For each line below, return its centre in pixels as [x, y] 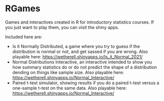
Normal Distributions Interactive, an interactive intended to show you [82, 62]
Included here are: [24, 37]
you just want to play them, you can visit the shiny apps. [62, 27]
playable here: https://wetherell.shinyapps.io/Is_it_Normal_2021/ [77, 56]
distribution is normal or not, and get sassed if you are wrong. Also [80, 51]
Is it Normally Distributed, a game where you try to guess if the [76, 46]
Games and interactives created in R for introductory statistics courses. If [80, 22]
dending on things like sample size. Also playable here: [68, 72]
